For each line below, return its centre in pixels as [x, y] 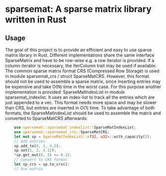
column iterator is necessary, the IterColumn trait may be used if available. [81, 66]
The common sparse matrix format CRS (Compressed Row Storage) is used [82, 71]
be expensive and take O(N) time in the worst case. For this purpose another [83, 87]
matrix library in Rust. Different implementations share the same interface [80, 55]
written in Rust [36, 20]
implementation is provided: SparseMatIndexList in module [65, 92]
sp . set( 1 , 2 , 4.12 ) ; [35, 150]
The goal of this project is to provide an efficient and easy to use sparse [79, 50]
